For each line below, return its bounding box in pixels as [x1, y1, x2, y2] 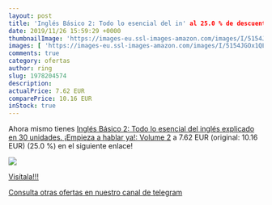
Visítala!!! [8, 172, 39, 182]
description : [8, 79, 53, 87]
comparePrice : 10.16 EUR [8, 94, 92, 102]
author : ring [8, 65, 53, 73]
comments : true [8, 49, 60, 57]
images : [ [8, 42, 42, 50]
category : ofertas [8, 57, 70, 65]
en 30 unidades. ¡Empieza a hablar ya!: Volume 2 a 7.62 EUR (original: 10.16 [8, 132, 258, 142]
